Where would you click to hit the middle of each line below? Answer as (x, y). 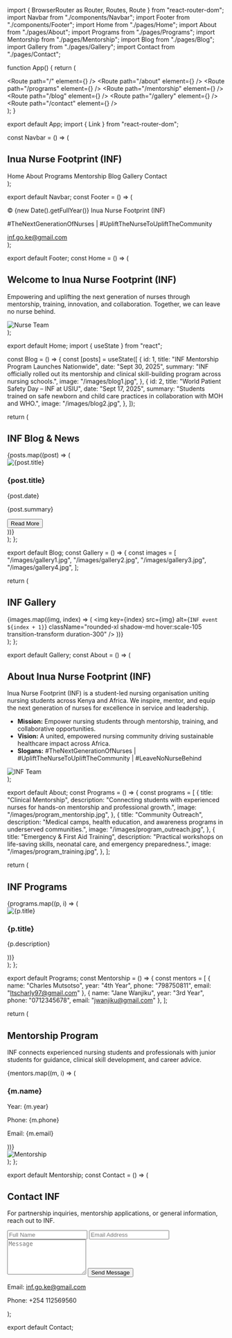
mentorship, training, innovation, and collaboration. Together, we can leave (114, 304)
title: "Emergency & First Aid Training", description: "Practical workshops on (115, 837)
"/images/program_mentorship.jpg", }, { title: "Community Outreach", (105, 815)
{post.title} (26, 480)
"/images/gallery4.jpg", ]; (43, 567)
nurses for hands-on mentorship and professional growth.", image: (102, 807)
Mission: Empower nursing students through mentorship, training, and (117, 722)
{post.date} (23, 496)
